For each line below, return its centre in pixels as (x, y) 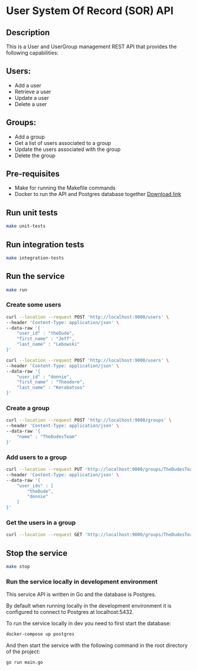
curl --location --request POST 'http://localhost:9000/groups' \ (89, 420)
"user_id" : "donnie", (44, 377)
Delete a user (31, 104)
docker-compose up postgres (40, 634)
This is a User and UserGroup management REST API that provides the (91, 46)
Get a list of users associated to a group (63, 143)
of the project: (23, 652)
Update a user (32, 97)
